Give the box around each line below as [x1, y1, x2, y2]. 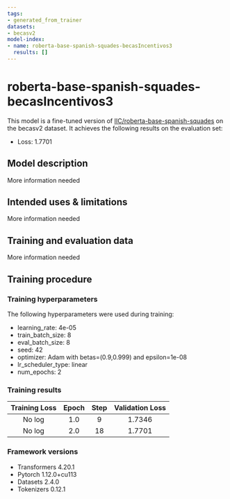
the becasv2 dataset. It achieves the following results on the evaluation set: [7, 124, 223, 132]
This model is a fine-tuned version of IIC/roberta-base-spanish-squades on [7, 116, 224, 125]
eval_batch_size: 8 [17, 338, 71, 346]
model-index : [7, 36, 45, 43]
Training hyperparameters [7, 294, 98, 304]
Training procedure [7, 273, 92, 285]
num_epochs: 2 [17, 368, 62, 376]
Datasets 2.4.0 [17, 477, 60, 486]
